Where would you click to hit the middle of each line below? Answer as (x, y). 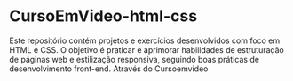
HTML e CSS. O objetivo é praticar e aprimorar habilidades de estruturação (146, 49)
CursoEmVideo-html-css (103, 16)
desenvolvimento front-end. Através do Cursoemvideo (109, 69)
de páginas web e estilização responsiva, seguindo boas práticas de (135, 59)
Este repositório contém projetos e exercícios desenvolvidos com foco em (145, 40)
